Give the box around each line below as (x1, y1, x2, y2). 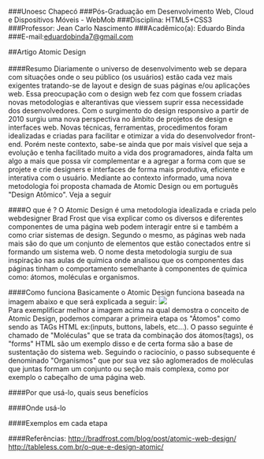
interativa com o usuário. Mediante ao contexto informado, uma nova (8, 173, 232, 182)
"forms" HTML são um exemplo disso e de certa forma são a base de (8, 339, 234, 348)
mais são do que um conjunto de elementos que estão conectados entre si (8, 239, 251, 248)
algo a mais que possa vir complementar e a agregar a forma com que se (8, 156, 246, 165)
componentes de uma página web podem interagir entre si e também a (8, 222, 239, 231)
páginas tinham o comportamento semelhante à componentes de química (8, 264, 247, 273)
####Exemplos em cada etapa (8, 419, 108, 427)
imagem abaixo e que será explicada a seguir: (8, 297, 158, 307)
